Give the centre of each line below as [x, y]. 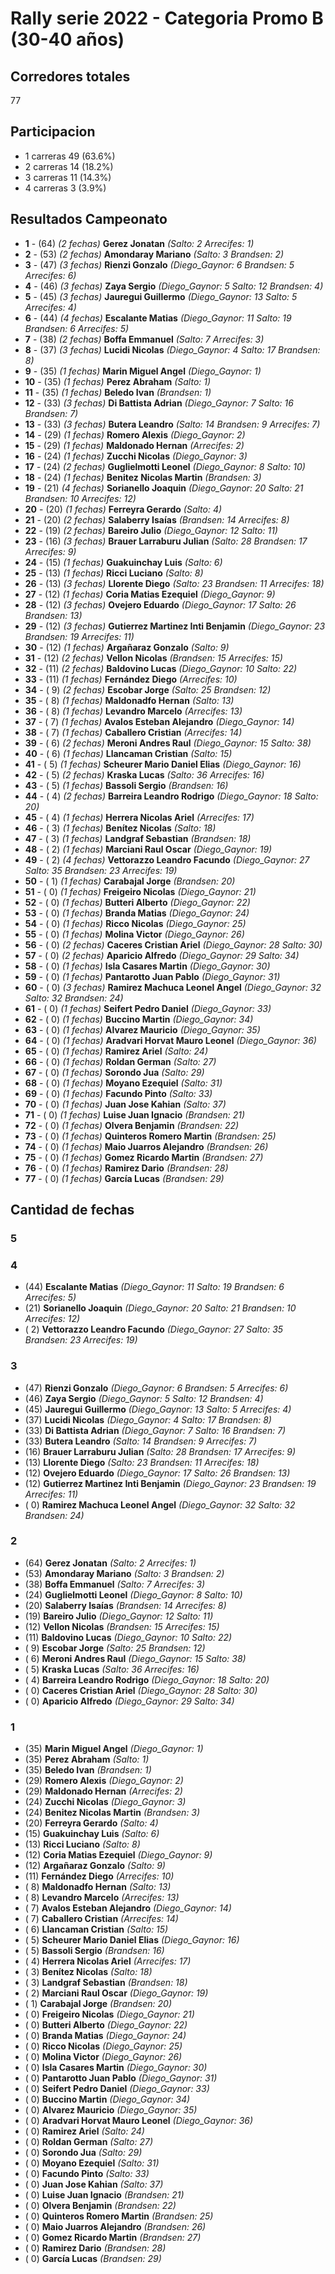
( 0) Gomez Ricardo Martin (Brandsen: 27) [113, 2238]
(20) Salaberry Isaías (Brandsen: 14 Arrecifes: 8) [125, 1605]
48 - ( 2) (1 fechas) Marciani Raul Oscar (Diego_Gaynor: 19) [148, 849]
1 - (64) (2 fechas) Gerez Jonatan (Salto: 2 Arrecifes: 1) [139, 243]
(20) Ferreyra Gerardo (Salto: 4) [91, 1823]
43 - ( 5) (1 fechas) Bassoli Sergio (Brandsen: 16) [126, 785]
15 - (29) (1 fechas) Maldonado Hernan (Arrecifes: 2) [134, 445]
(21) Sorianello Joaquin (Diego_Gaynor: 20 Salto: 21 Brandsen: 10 [160, 1308]
